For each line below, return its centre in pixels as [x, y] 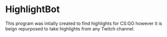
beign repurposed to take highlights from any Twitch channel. [70, 28]
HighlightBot [33, 9]
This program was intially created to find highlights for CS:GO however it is [84, 23]
